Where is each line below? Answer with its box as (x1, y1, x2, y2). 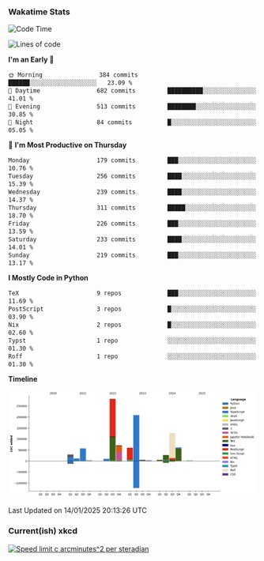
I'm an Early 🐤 (8, 55, 55, 65)
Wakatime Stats (8, 6, 70, 17)
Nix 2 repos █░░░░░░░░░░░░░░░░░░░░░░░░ (8, 321, 257, 329)
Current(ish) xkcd (8, 525, 77, 537)
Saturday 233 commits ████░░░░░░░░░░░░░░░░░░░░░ (8, 235, 257, 243)
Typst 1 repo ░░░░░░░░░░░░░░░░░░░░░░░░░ (8, 337, 257, 345)
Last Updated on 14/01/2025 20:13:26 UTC (8, 506, 148, 515)
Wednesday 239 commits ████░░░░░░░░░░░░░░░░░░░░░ (8, 188, 257, 196)
